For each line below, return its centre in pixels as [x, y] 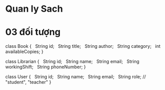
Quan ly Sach [34, 9]
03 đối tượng [33, 32]
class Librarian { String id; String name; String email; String [73, 62]
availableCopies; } [24, 52]
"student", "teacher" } [28, 82]
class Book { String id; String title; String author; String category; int [83, 46]
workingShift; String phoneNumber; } [46, 67]
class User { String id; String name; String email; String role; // [76, 77]
